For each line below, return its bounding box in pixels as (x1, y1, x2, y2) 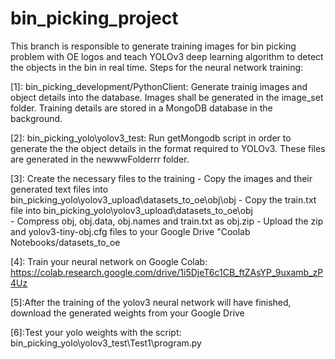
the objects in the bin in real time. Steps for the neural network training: (10, 61, 304, 73)
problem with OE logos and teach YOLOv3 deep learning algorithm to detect (10, 50, 324, 62)
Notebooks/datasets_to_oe (10, 236, 121, 248)
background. (10, 112, 63, 124)
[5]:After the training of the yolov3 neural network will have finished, (10, 296, 292, 308)
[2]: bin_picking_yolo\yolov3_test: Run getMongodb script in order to (10, 132, 292, 144)
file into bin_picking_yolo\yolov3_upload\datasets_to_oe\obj (10, 204, 253, 216)
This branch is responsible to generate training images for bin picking (10, 40, 297, 52)
